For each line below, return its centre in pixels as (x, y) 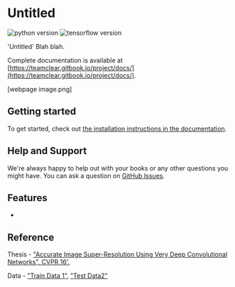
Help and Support (47, 151)
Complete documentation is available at (65, 60)
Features (27, 198)
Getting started (42, 112)
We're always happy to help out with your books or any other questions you (118, 168)
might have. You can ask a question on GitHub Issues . (86, 175)
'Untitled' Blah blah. (36, 46)
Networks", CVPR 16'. (39, 262)
